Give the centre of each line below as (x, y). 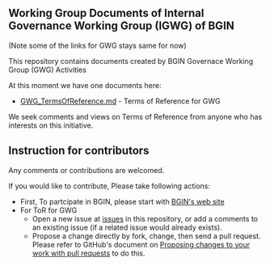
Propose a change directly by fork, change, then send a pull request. (146, 236)
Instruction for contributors (79, 151)
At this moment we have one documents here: (85, 85)
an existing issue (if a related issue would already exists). (127, 227)
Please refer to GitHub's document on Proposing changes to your (141, 244)
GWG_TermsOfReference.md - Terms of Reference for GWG (120, 101)
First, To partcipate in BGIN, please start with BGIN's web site (122, 201)
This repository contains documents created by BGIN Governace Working (131, 61)
